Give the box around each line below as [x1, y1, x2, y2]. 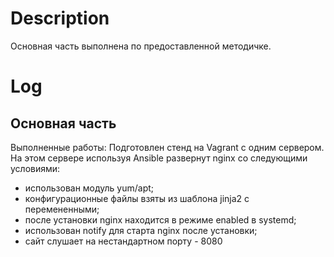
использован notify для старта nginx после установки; [24, 224, 258, 236]
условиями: [10, 162, 61, 174]
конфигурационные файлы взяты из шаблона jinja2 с [24, 192, 250, 204]
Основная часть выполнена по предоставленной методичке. [10, 40, 272, 52]
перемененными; [24, 203, 100, 215]
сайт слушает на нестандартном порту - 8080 [24, 235, 223, 247]
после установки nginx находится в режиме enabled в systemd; [24, 213, 297, 226]
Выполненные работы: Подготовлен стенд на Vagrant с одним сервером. [10, 141, 325, 153]
